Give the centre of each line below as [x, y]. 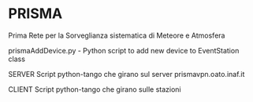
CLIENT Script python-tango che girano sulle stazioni [95, 89]
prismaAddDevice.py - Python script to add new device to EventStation [124, 50]
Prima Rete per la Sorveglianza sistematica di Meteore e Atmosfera [117, 35]
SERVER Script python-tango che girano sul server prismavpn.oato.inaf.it [126, 74]
